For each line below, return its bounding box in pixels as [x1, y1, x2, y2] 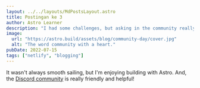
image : [6, 31, 23, 37]
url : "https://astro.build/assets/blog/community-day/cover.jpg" [11, 36, 177, 42]
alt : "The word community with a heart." [11, 42, 116, 48]
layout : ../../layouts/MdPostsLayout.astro [6, 8, 116, 15]
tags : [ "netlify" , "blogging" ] [6, 53, 84, 58]
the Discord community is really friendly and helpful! [6, 75, 135, 82]
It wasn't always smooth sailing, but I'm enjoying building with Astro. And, [6, 69, 187, 76]
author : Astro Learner [6, 19, 62, 25]
